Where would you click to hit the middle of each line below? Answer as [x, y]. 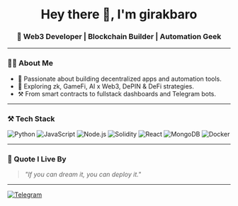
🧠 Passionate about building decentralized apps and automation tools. [119, 79]
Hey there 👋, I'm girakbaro [119, 15]
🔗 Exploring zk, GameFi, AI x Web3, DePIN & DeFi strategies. [106, 86]
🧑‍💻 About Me [30, 63]
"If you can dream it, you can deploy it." [83, 174]
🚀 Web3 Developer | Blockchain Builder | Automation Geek [119, 37]
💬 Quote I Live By [37, 159]
